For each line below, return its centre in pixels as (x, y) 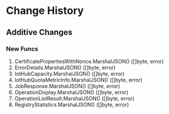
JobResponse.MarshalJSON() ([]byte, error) (67, 86)
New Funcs (22, 49)
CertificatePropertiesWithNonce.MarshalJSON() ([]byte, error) (89, 61)
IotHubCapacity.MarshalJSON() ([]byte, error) (69, 73)
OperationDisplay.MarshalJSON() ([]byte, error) (71, 92)
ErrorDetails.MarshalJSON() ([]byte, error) (65, 67)
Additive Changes (39, 32)
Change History (45, 11)
